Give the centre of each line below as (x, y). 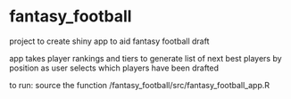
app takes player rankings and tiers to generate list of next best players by (146, 58)
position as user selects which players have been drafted (114, 68)
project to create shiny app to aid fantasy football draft (109, 41)
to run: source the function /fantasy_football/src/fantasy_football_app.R (140, 85)
